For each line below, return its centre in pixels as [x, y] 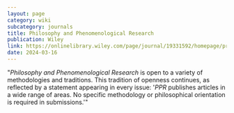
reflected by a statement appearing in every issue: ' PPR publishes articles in [116, 87]
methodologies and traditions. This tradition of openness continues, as [109, 80]
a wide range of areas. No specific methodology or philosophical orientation [116, 94]
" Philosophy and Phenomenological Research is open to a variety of [105, 72]
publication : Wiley [36, 40]
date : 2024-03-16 [32, 53]
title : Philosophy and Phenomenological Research [81, 33]
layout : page [26, 14]
